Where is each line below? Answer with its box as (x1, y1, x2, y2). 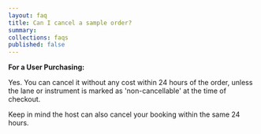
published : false (8, 41, 65, 49)
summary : (8, 26, 37, 34)
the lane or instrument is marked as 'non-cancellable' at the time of (8, 86, 227, 95)
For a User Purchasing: (8, 62, 85, 72)
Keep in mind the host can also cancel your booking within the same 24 (8, 110, 240, 119)
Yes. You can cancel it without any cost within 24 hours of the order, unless (8, 78, 253, 87)
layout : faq (8, 11, 47, 20)
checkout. (8, 95, 41, 104)
